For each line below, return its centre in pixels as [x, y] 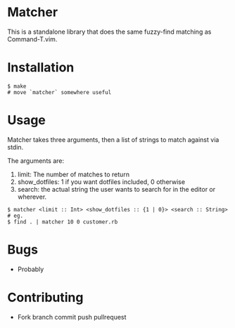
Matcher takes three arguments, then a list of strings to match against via [113, 139]
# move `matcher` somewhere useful [59, 92]
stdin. [15, 147]
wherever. [32, 197]
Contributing [45, 297]
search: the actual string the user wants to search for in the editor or [116, 189]
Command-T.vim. [32, 39]
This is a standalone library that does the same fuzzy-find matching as [109, 32]
